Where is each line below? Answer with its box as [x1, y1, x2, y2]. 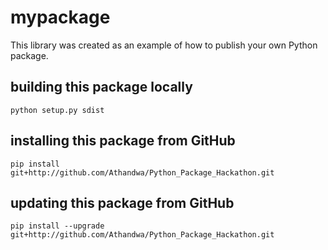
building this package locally [10, 79, 193, 96]
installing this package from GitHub [10, 132, 236, 150]
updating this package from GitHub [10, 194, 235, 211]
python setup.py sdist [10, 105, 105, 115]
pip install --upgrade [10, 221, 105, 231]
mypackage [10, 6, 111, 29]
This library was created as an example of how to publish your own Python [10, 39, 318, 51]
